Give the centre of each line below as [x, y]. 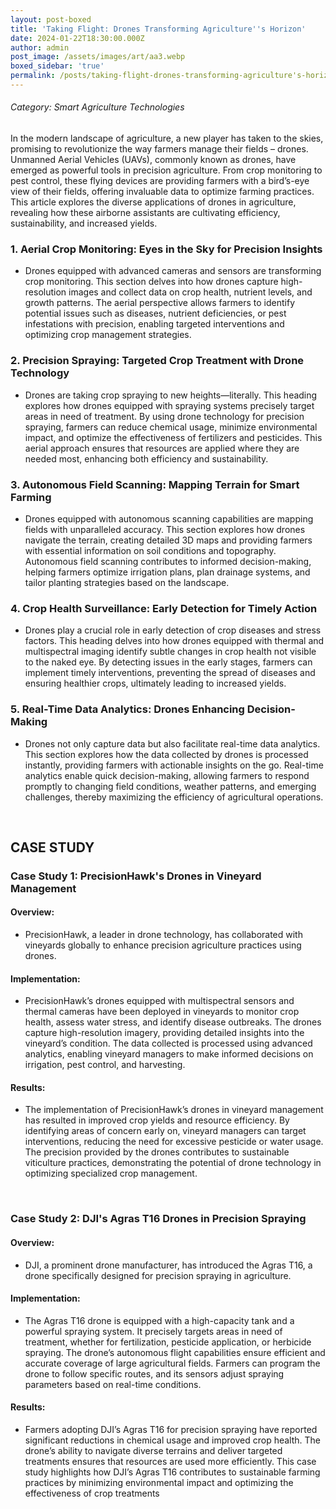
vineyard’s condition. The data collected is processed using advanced [168, 1043]
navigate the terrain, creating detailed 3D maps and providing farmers [168, 540]
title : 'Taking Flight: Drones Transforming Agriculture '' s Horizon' [158, 29]
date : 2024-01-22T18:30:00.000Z [77, 38]
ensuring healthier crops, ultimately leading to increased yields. [155, 683]
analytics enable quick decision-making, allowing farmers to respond [167, 775]
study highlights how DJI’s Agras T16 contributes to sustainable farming [172, 1472]
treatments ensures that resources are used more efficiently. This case [170, 1462]
